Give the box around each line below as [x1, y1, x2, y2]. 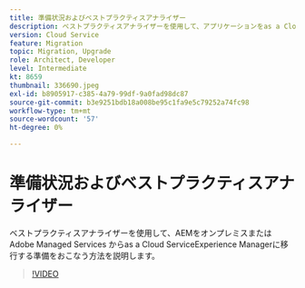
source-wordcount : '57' [9, 114, 100, 124]
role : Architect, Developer [9, 55, 116, 65]
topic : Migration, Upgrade [9, 47, 112, 56]
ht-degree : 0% [9, 124, 64, 133]
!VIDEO [31, 268, 59, 279]
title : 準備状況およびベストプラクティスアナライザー [9, 13, 187, 23]
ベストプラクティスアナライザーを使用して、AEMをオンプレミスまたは [9, 227, 272, 238]
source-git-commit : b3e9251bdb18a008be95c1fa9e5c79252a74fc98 [9, 97, 250, 107]
